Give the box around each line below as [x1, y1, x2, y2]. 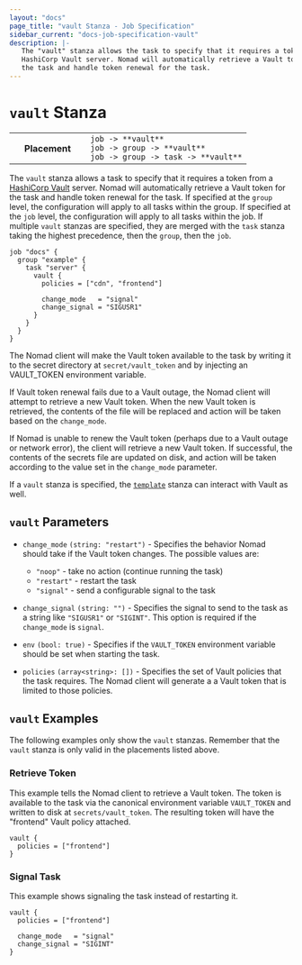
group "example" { [17, 255, 87, 264]
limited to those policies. [22, 685, 113, 696]
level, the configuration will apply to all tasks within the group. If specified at [9, 201, 291, 212]
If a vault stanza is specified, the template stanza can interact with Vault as [9, 478, 289, 489]
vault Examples [9, 711, 99, 726]
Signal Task [9, 870, 61, 883]
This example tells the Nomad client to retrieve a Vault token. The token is [9, 787, 282, 798]
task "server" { [25, 263, 87, 272]
